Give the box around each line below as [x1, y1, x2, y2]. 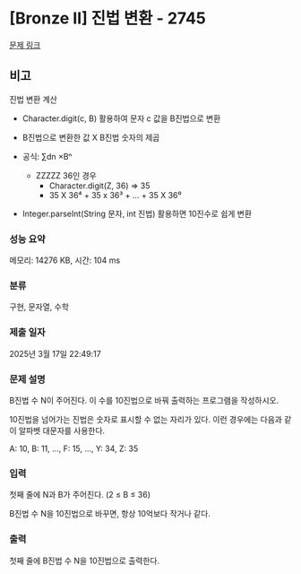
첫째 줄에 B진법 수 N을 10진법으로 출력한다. [9, 555, 159, 566]
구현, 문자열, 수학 [9, 301, 70, 312]
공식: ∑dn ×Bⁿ [21, 151, 73, 161]
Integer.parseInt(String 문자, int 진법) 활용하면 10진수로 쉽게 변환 [21, 208, 253, 219]
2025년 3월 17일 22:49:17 [9, 348, 101, 359]
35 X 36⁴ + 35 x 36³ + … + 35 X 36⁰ [48, 189, 182, 200]
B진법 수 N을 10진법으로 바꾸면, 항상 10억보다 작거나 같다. [9, 509, 211, 519]
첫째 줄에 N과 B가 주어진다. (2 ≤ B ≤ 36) [9, 490, 150, 500]
